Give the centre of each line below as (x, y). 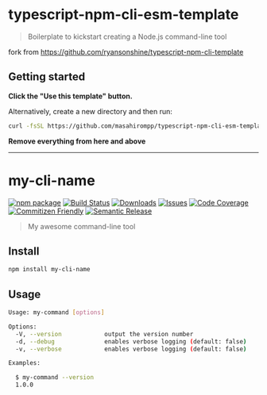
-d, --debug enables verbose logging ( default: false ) (131, 341)
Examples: (25, 363)
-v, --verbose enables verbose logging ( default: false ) (131, 349)
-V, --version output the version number (104, 334)
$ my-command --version (54, 378)
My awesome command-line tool (81, 226)
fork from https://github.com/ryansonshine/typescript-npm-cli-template (126, 52)
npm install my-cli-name (49, 270)
